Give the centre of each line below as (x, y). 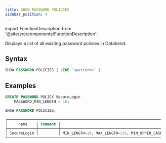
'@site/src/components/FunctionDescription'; (51, 34)
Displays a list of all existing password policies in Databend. (66, 43)
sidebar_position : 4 (26, 14)
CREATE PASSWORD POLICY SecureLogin (43, 97)
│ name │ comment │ (33, 124)
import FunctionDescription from (38, 28)
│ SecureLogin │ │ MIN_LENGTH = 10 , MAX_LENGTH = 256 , (67, 133)
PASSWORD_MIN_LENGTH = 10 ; (42, 101)
